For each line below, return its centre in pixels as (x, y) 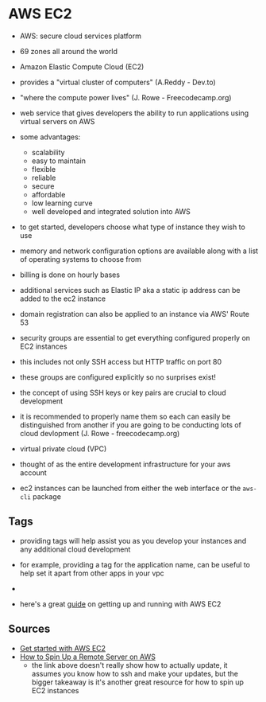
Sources (29, 629)
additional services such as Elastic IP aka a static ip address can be (130, 290)
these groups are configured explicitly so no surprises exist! (118, 377)
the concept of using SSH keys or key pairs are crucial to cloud (123, 392)
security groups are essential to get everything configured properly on (135, 337)
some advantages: (50, 137)
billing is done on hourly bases (70, 275)
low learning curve (62, 203)
